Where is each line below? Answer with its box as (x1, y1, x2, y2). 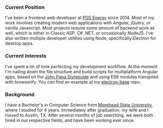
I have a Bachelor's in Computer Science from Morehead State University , (5, 102, 153, 108)
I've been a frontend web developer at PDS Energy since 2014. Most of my (5, 15, 155, 21)
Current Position (5, 4, 45, 11)
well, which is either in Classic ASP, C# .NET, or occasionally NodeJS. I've (5, 30, 153, 36)
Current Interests (5, 53, 47, 59)
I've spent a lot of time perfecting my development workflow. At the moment (5, 63, 158, 69)
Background (5, 91, 35, 98)
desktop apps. (5, 41, 34, 46)
